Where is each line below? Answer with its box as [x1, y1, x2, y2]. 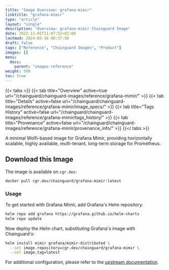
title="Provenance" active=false [5, 120, 72, 126]
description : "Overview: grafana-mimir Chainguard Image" [5, 26, 130, 31]
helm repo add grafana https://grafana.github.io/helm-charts [5, 211, 140, 216]
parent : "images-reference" [14, 64, 74, 69]
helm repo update [5, 216, 42, 221]
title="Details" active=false [5, 98, 61, 104]
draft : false [5, 41, 33, 46]
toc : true [5, 74, 26, 79]
